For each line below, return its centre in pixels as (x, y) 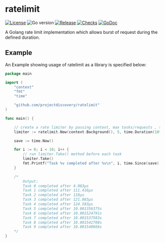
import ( (14, 82)
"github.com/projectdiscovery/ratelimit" (57, 105)
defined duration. (23, 37)
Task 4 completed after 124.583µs (58, 204)
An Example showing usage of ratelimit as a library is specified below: (76, 64)
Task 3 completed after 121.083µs (58, 200)
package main (18, 74)
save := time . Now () (34, 141)
